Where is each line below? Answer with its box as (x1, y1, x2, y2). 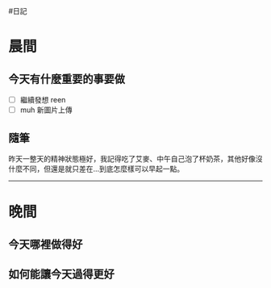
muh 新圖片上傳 (19, 105, 73, 115)
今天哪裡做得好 (8, 237, 83, 251)
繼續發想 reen (19, 95, 66, 104)
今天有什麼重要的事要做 (8, 72, 125, 86)
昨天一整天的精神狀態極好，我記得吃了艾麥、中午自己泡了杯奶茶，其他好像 (8, 153, 256, 163)
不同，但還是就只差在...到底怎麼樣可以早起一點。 (22, 164, 185, 173)
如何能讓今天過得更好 (8, 267, 115, 281)
